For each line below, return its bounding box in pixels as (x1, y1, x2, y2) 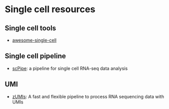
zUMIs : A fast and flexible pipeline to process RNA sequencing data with (12, 93, 164, 99)
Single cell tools (5, 24, 57, 32)
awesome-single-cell (12, 37, 57, 43)
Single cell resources (5, 4, 96, 15)
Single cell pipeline (5, 52, 66, 60)
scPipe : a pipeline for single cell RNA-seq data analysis (12, 65, 128, 71)
